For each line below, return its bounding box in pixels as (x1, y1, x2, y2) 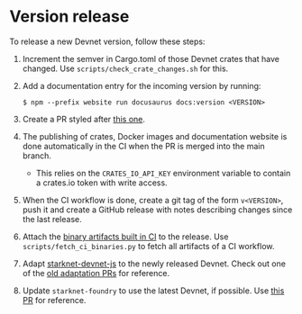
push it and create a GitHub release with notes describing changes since (22, 204, 293, 215)
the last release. (22, 213, 83, 224)
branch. (22, 150, 52, 161)
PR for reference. (22, 294, 87, 305)
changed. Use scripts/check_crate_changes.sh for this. (22, 63, 229, 74)
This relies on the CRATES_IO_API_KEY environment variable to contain (35, 167, 291, 178)
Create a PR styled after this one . (22, 113, 146, 124)
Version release (9, 6, 130, 27)
